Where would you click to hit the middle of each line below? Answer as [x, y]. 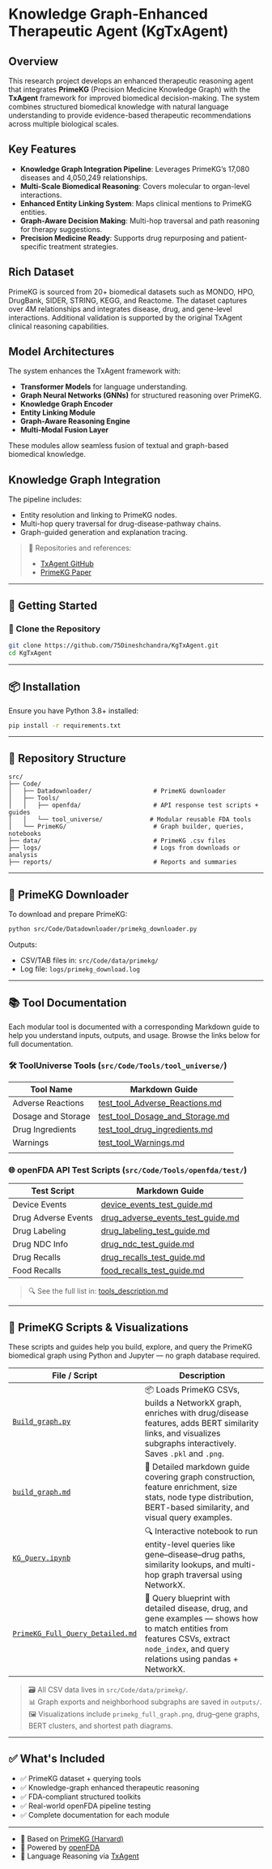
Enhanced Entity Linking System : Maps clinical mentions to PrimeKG [136, 203]
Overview [34, 61]
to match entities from [186, 1629]
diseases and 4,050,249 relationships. [84, 177]
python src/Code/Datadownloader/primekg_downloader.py [103, 929]
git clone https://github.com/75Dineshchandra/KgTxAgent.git [114, 645]
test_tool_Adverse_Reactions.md [160, 1103]
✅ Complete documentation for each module [95, 1815]
